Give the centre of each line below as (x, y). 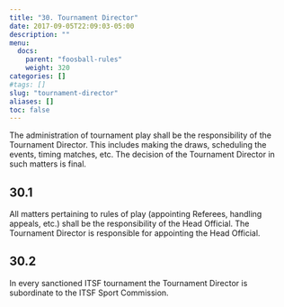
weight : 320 (48, 68)
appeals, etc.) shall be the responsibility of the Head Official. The (129, 224)
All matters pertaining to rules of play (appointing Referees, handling (136, 214)
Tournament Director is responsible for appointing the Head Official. (135, 233)
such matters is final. (48, 164)
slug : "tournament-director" (64, 93)
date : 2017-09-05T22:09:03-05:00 (72, 26)
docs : (28, 51)
